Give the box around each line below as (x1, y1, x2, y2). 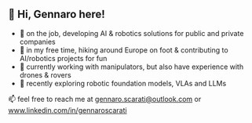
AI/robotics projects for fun (19, 53, 108, 63)
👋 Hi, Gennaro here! (8, 8, 106, 21)
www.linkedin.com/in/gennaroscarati (8, 105, 127, 114)
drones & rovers (19, 70, 72, 79)
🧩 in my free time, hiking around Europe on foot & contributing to (19, 45, 229, 55)
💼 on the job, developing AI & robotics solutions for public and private (19, 28, 244, 38)
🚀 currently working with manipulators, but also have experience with (19, 62, 244, 71)
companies (19, 37, 57, 46)
